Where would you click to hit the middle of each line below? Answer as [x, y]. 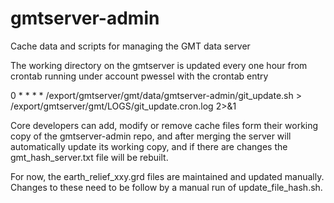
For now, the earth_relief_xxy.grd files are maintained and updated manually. [167, 176]
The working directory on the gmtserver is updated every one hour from [159, 65]
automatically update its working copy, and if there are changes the [149, 146]
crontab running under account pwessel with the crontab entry [139, 76]
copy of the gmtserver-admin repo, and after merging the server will [151, 136]
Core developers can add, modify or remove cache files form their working [164, 125]
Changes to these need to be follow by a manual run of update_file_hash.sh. [166, 187]
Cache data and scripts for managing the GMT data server [130, 46]
